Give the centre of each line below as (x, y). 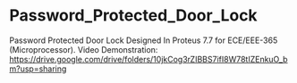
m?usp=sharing (38, 69)
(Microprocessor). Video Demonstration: (84, 49)
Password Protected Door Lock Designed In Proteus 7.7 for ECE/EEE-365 (144, 40)
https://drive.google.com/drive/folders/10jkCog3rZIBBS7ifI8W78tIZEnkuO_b (148, 59)
